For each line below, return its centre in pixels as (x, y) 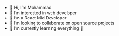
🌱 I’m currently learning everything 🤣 (46, 28)
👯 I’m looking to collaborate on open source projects (62, 23)
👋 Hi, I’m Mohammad (31, 8)
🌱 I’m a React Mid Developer (38, 18)
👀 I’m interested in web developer (43, 13)
